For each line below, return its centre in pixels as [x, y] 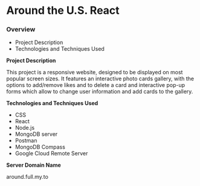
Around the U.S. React [63, 11]
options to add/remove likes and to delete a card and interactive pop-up [96, 85]
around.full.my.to [27, 177]
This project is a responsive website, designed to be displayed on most [95, 72]
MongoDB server [36, 134]
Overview [21, 30]
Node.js [25, 128]
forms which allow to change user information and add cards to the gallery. [100, 92]
